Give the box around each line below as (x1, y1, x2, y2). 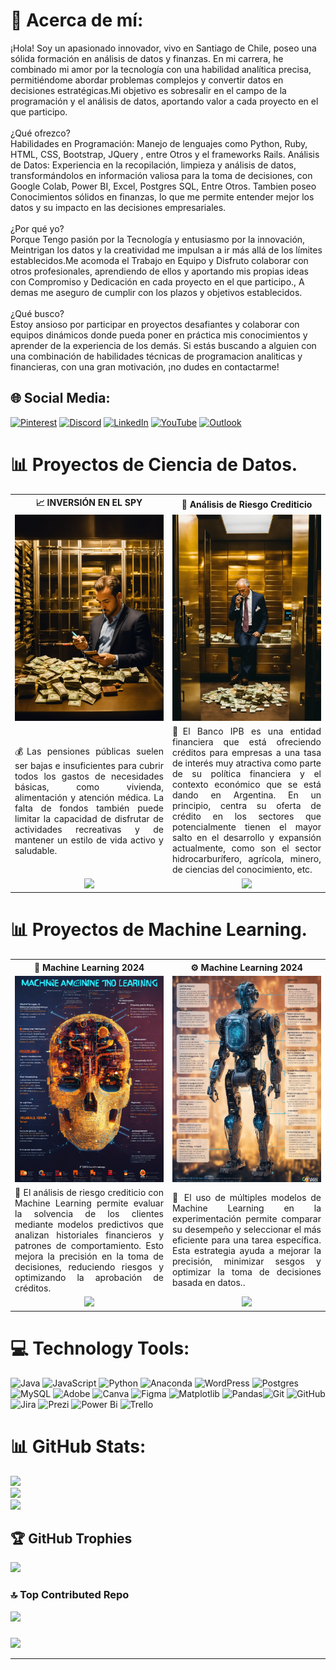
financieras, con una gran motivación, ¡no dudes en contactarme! (10, 360, 280, 373)
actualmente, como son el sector (172, 842, 322, 854)
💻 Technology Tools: (10, 1337, 190, 1359)
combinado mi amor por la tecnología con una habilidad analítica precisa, (10, 63, 312, 75)
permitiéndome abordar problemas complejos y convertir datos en (10, 74, 284, 86)
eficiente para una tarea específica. (172, 1234, 322, 1246)
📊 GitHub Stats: (10, 1435, 147, 1458)
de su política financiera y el (172, 768, 322, 780)
